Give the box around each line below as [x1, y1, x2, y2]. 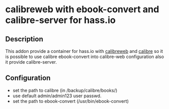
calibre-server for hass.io [5, 14, 116, 26]
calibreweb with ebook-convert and [5, 4, 159, 15]
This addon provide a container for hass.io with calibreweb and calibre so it [5, 48, 163, 54]
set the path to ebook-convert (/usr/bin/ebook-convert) [12, 98, 129, 104]
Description [5, 35, 43, 43]
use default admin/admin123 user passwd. [12, 93, 102, 99]
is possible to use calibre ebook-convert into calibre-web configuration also [5, 53, 164, 60]
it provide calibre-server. [5, 59, 57, 65]
